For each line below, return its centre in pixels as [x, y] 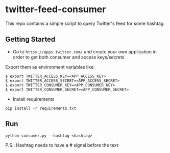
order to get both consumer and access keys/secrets [68, 57]
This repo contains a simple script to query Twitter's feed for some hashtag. [85, 23]
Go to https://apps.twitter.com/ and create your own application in [84, 51]
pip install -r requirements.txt [41, 108]
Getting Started [30, 39]
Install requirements [33, 99]
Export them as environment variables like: [50, 67]
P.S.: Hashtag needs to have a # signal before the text [62, 145]
